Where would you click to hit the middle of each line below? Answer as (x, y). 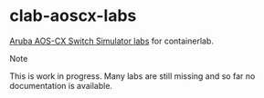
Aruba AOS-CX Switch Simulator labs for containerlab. (112, 41)
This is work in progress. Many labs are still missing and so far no (132, 76)
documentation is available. (61, 85)
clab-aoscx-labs (73, 16)
